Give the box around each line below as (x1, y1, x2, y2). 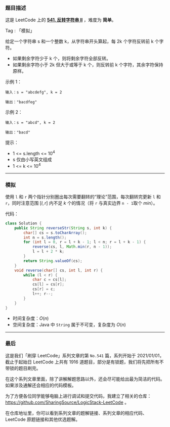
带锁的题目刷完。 (5, 365, 41, 371)
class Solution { (5, 221, 42, 226)
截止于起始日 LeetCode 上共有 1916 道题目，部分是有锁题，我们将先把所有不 (5, 359, 164, 365)
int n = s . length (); (23, 235, 67, 240)
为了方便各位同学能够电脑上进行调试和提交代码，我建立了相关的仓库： (5, 393, 152, 399)
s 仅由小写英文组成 (12, 156, 52, 162)
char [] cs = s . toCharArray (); (23, 230, 87, 235)
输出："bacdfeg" (5, 100, 37, 105)
